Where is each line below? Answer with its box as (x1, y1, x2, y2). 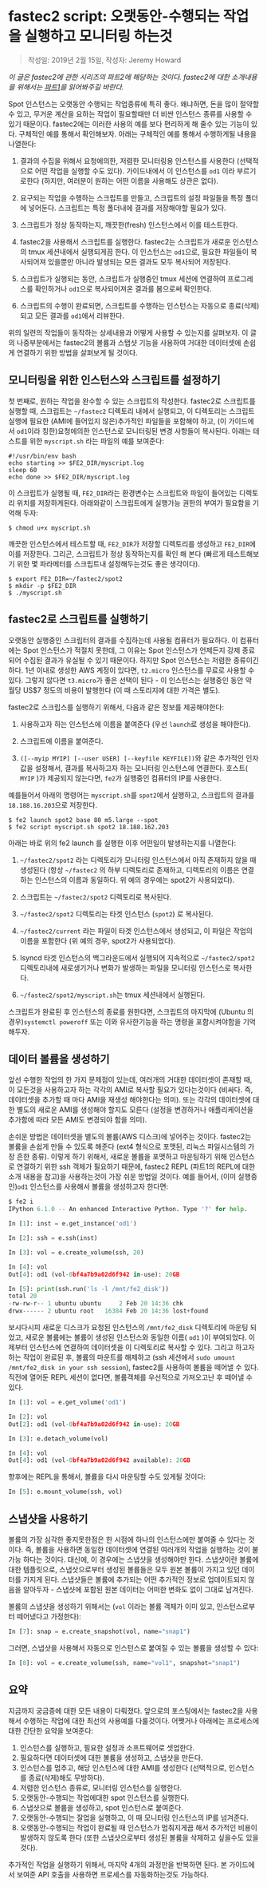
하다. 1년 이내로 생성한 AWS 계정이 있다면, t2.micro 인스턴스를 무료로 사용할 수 (8, 665, 255, 675)
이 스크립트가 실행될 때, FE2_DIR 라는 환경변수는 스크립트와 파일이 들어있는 (8, 488, 238, 498)
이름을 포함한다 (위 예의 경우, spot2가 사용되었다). (19, 936, 176, 945)
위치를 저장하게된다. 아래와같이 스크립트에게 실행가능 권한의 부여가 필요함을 (16, 498, 251, 507)
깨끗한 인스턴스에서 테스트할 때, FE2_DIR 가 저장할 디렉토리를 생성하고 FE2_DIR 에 (8, 538, 257, 548)
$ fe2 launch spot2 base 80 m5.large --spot (8, 816, 159, 824)
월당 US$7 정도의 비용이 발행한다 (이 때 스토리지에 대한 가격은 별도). (8, 685, 221, 695)
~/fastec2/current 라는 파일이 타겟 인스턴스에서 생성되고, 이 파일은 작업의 (19, 926, 253, 936)
